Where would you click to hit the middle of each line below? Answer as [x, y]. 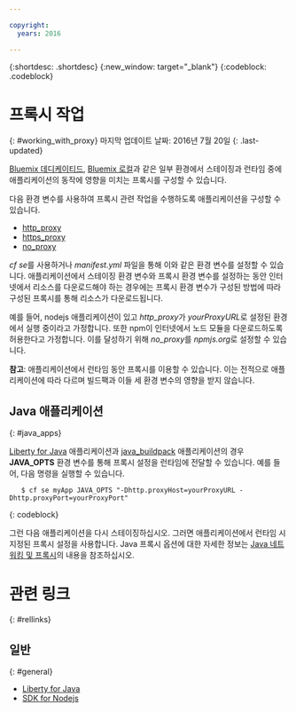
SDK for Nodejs [51, 698]
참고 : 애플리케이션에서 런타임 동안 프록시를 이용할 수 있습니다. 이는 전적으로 [139, 369]
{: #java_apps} [35, 433]
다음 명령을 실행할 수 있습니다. [73, 474]
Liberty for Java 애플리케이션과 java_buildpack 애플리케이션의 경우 [127, 451]
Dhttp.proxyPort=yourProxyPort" [69, 498]
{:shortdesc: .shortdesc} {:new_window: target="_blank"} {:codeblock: [138, 67]
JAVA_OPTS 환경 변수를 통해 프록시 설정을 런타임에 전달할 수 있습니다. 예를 [140, 463]
